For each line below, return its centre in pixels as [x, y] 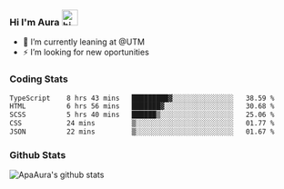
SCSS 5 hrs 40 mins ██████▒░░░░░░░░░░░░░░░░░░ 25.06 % [142, 115]
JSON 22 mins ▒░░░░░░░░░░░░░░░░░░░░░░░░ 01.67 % [142, 132]
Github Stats [38, 154]
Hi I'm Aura [35, 22]
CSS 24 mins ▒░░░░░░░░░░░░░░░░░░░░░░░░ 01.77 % [142, 124]
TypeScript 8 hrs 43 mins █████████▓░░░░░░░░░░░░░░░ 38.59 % [142, 98]
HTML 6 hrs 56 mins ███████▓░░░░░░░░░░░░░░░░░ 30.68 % [142, 106]
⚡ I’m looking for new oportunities [86, 52]
